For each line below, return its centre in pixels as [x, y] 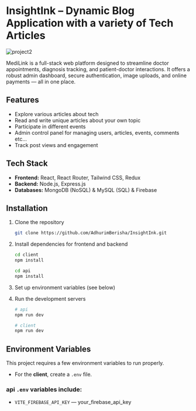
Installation [27, 208]
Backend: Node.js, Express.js [50, 184]
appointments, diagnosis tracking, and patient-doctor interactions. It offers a [98, 69]
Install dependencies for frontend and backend [71, 244]
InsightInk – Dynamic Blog [70, 11]
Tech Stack [27, 164]
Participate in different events [50, 126]
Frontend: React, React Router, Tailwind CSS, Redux [78, 177]
